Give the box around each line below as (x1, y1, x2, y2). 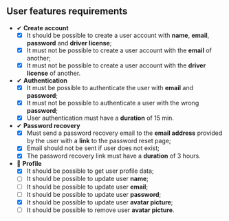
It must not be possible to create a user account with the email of (26, 46, 212, 54)
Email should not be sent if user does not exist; (26, 144, 160, 152)
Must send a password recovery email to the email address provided (26, 129, 223, 137)
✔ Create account (16, 23, 69, 32)
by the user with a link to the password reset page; (26, 137, 171, 145)
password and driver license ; (26, 39, 112, 47)
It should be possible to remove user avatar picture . (26, 206, 175, 214)
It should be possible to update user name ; (26, 175, 149, 183)
